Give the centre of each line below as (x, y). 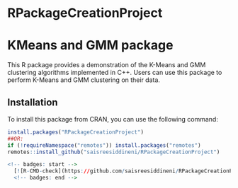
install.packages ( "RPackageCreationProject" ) (75, 132)
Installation (33, 102)
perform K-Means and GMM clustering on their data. (84, 80)
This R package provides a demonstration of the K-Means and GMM (107, 65)
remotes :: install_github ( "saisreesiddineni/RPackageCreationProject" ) (114, 152)
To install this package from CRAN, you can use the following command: (113, 119)
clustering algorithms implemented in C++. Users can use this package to (115, 73)
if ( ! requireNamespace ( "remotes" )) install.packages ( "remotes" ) (104, 145)
